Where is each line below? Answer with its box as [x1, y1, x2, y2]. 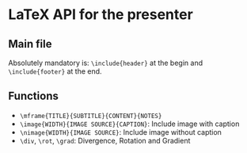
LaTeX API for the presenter [8, 6, 194, 24]
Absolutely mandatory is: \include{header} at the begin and [8, 58, 203, 67]
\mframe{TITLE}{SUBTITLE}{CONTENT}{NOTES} [19, 112, 162, 120]
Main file [8, 37, 52, 51]
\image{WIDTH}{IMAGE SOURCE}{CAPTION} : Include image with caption [19, 119, 240, 128]
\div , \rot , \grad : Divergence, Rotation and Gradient [19, 136, 191, 145]
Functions [8, 90, 59, 103]
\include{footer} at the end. [8, 67, 102, 76]
